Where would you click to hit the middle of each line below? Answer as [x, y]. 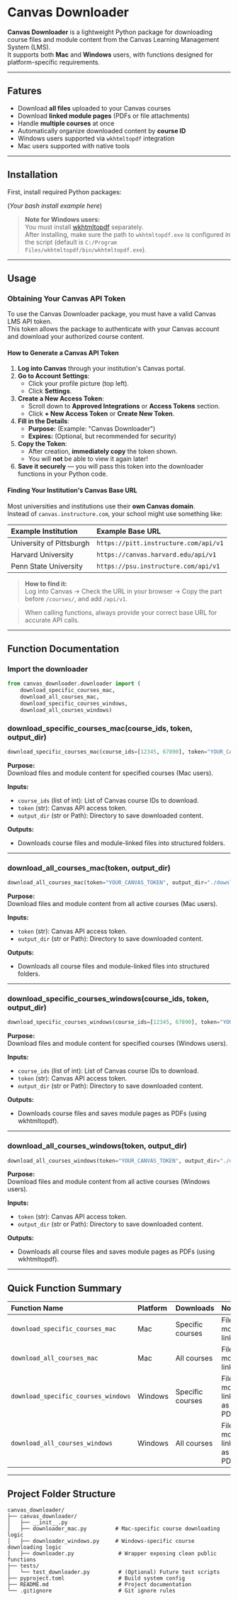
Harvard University [42, 554]
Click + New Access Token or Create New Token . [101, 414]
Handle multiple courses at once [66, 123]
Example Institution [44, 531]
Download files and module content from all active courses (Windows [109, 1182]
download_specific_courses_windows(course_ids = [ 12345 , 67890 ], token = [114, 1022]
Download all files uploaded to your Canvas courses [94, 108]
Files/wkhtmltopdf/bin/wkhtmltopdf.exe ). [85, 250]
